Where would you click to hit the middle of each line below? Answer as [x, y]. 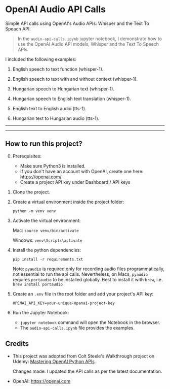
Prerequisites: [27, 156]
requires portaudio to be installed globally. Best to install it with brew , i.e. [88, 279]
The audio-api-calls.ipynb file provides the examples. [77, 328]
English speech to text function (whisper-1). [58, 69]
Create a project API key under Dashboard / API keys [75, 182]
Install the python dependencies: [47, 250]
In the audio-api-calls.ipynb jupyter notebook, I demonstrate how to [90, 39]
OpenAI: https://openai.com [41, 381]
